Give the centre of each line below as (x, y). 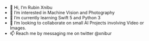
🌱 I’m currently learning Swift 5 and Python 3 (55, 18)
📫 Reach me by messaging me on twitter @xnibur (61, 33)
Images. (18, 28)
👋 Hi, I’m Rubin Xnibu (31, 7)
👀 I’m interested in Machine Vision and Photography (62, 13)
